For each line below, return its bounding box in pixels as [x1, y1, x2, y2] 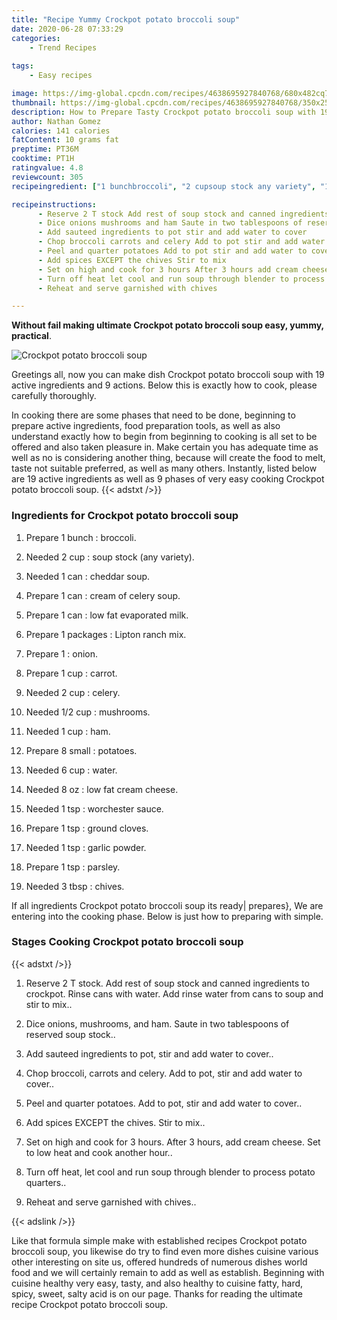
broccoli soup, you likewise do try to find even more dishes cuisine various [11, 1245, 319, 1257]
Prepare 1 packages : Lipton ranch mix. [25, 628, 187, 640]
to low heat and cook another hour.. [25, 1146, 173, 1158]
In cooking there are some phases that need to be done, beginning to [11, 409, 296, 421]
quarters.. [25, 1176, 67, 1188]
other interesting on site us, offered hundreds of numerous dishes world [11, 1256, 308, 1268]
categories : [11, 33, 61, 43]
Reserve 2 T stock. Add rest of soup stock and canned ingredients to [25, 977, 310, 989]
